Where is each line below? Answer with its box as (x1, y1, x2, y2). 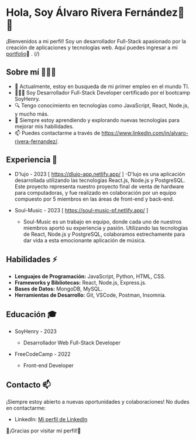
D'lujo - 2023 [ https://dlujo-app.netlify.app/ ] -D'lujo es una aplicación (14, 170, 185, 177)
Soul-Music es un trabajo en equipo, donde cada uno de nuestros (23, 218, 182, 225)
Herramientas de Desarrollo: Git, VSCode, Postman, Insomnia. (14, 292, 167, 299)
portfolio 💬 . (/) (6, 50, 40, 57)
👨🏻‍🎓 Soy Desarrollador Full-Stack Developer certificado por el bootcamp (14, 89, 190, 96)
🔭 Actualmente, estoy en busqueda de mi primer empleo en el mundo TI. (14, 83, 190, 90)
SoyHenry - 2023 (14, 328, 57, 335)
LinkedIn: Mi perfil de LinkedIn (14, 416, 88, 422)
